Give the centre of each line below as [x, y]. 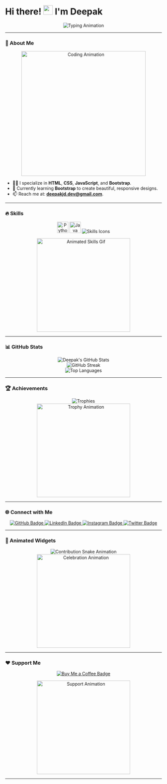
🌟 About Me [20, 43]
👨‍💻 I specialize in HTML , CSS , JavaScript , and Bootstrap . [72, 183]
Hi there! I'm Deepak [54, 12]
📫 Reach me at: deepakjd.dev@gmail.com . [58, 194]
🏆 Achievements [27, 388]
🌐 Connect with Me [29, 513]
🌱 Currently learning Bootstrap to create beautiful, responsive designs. [85, 188]
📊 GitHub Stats [24, 347]
